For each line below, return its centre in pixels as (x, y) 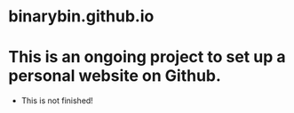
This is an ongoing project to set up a (147, 57)
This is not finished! (57, 101)
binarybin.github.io (81, 16)
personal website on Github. (115, 76)
